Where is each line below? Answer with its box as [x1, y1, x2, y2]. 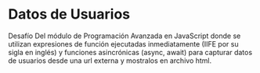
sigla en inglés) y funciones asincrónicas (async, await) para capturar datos [8, 47, 253, 57]
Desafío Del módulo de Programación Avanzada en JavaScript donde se [8, 31, 241, 40]
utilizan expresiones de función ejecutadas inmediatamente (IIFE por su [8, 39, 239, 48]
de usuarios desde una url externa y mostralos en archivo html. [8, 56, 212, 65]
